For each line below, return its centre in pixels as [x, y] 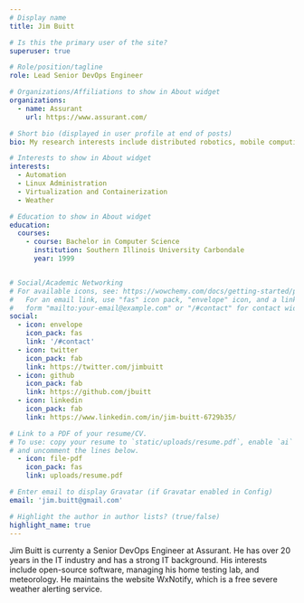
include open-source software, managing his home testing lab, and [134, 570]
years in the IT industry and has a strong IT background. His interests [138, 561]
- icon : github [46, 375]
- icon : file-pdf [50, 459]
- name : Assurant [50, 108]
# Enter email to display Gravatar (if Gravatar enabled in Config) [141, 492]
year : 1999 [54, 259]
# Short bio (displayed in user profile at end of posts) [121, 133]
